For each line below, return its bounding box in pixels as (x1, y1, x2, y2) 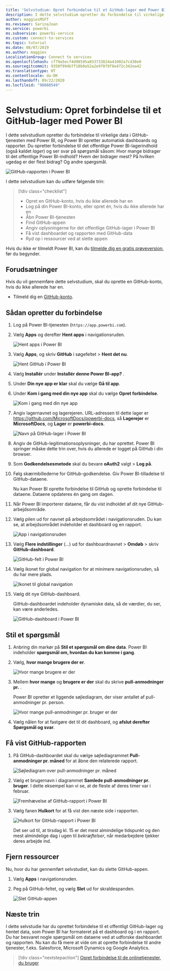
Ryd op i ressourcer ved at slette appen (25, 236, 108, 242)
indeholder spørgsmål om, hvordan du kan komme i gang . (13, 650, 136, 655)
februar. (13, 788, 30, 794)
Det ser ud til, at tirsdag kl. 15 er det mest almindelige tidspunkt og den (13, 827, 160, 833)
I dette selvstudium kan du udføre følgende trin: (6, 178, 105, 184)
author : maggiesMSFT (6, 17, 49, 22)
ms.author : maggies (6, 50, 47, 55)
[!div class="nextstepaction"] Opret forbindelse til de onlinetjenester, (18, 955, 161, 961)
